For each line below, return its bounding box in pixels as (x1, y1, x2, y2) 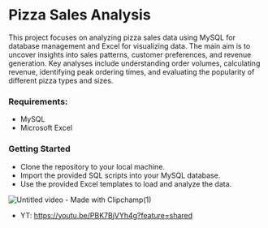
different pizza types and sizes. (8, 75, 114, 85)
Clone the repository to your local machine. (19, 161, 165, 171)
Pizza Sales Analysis (8, 6, 152, 24)
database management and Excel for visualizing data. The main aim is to (8, 41, 251, 50)
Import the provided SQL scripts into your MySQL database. (19, 170, 221, 180)
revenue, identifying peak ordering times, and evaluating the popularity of (8, 67, 255, 76)
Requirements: (8, 96, 68, 107)
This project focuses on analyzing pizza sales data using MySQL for (8, 32, 236, 42)
